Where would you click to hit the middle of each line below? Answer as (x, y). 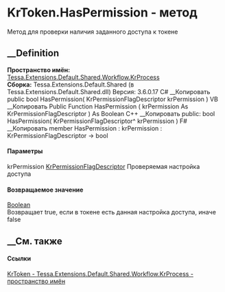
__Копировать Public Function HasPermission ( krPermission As (98, 106)
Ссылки (19, 258)
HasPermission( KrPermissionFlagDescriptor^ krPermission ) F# (97, 121)
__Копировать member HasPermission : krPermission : (85, 128)
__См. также (35, 241)
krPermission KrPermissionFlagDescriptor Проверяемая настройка (104, 166)
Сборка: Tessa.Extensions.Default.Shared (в (71, 85)
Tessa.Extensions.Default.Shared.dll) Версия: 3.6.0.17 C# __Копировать (109, 91)
